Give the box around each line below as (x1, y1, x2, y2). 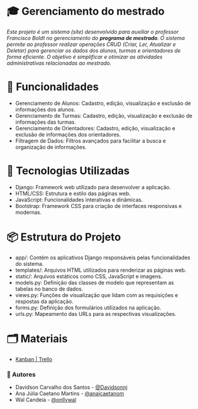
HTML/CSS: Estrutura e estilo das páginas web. (15, 190, 131, 197)
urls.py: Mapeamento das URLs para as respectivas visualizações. (15, 310, 176, 317)
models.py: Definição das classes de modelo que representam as (15, 279, 174, 286)
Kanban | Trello (15, 355, 52, 362)
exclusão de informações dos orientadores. (15, 131, 121, 138)
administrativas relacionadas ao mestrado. (6, 60, 111, 67)
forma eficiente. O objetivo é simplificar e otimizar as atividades (6, 53, 163, 60)
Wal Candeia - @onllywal (15, 396, 77, 403)
